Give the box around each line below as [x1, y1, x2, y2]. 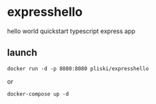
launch [7, 47, 38, 59]
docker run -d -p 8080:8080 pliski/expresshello [7, 65, 149, 72]
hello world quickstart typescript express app [7, 27, 136, 35]
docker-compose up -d [7, 90, 69, 97]
